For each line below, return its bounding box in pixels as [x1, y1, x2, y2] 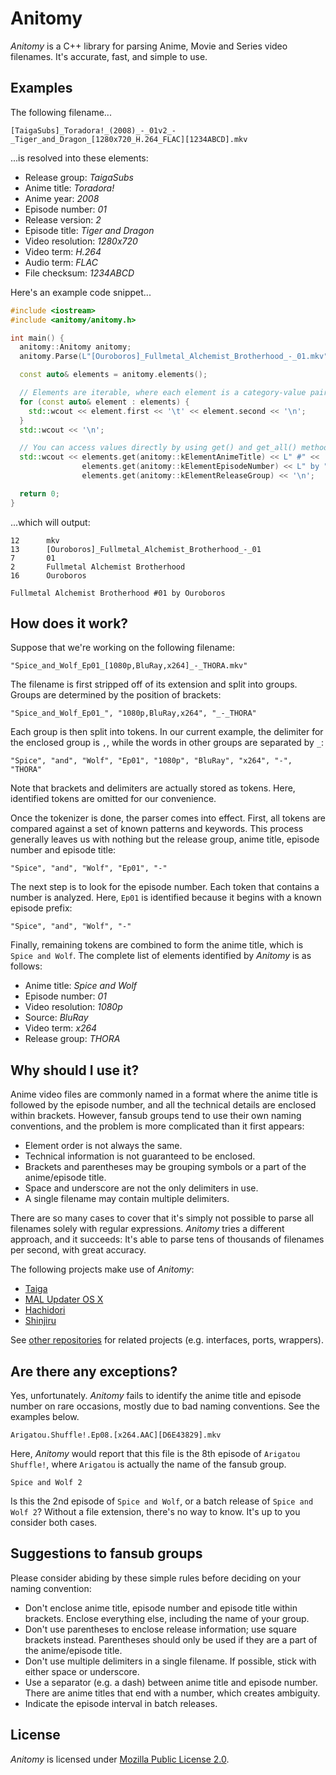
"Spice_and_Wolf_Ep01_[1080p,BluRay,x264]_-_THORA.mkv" [10, 661, 248, 671]
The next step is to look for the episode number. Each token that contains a [10, 881, 320, 893]
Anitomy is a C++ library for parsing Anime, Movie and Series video [10, 40, 288, 52]
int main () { [10, 333, 65, 343]
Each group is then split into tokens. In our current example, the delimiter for [10, 726, 324, 738]
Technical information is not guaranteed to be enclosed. [24, 1150, 256, 1162]
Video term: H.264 [24, 245, 102, 257]
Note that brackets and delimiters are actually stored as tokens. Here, [10, 782, 296, 794]
